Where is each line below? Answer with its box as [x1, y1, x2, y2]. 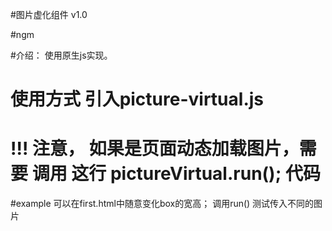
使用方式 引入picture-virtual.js [10, 88, 265, 111]
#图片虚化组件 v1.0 [10, 9, 88, 20]
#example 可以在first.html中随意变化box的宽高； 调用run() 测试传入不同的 [10, 198, 315, 210]
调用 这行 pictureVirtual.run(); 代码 [31, 163, 321, 185]
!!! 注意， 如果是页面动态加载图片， [10, 138, 300, 160]
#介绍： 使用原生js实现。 [10, 49, 113, 61]
